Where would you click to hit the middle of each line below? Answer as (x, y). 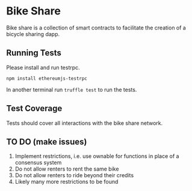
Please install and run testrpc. (43, 67)
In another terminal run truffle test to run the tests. (72, 89)
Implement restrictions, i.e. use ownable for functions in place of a (97, 156)
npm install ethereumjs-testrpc (47, 78)
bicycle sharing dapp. (33, 34)
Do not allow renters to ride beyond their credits (74, 175)
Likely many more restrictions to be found (67, 182)
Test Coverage (34, 108)
